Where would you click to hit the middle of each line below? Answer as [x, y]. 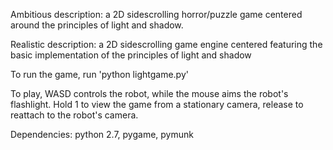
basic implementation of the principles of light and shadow [131, 55]
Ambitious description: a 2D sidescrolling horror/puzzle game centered [156, 14]
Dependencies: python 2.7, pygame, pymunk [102, 134]
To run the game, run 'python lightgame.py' [99, 74]
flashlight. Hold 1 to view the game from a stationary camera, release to [157, 104]
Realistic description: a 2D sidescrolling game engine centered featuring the [166, 44]
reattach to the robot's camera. [74, 115]
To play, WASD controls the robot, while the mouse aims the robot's [149, 93]
